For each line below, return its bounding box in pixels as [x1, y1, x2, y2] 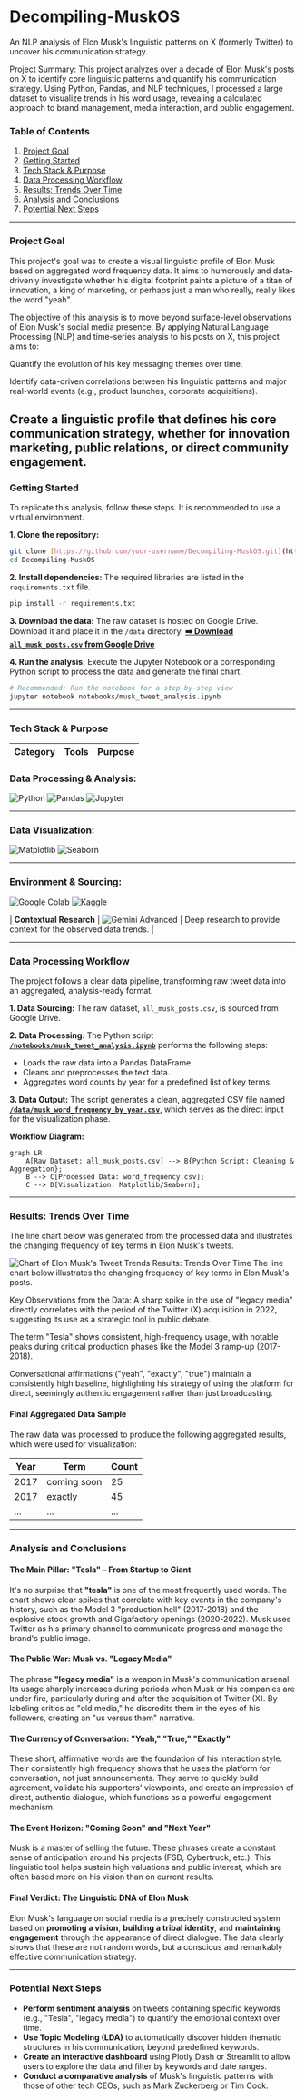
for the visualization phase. [9, 1114, 111, 1124]
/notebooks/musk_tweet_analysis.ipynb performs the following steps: [9, 1040, 268, 1051]
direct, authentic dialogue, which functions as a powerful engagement [9, 1792, 271, 1803]
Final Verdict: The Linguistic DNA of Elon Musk [9, 1892, 189, 1903]
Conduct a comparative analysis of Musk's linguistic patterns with [22, 2070, 274, 2081]
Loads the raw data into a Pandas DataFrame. [22, 1057, 193, 1068]
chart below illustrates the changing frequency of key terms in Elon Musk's [9, 1267, 290, 1278]
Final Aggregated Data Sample [9, 1408, 127, 1419]
